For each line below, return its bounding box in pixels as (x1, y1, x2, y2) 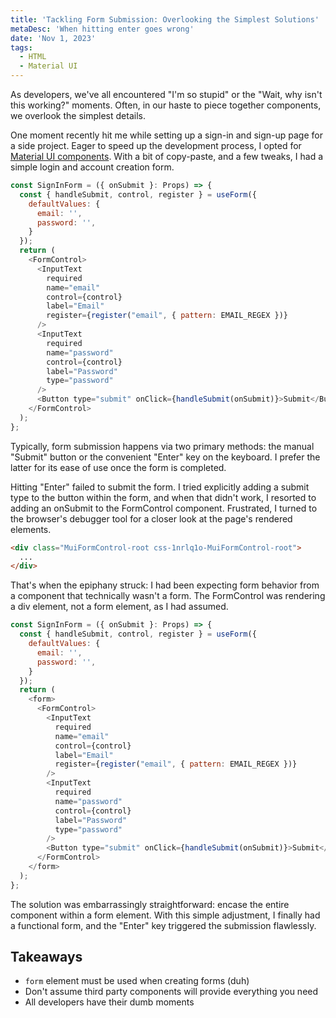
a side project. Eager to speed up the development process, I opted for (10, 140, 302, 151)
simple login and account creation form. (10, 161, 175, 173)
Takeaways (10, 949, 83, 966)
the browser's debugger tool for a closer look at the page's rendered (10, 512, 293, 525)
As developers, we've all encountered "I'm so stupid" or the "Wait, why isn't (10, 89, 323, 100)
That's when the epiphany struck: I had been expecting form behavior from (10, 579, 320, 591)
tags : (10, 42, 33, 53)
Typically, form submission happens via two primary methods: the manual (10, 440, 315, 452)
